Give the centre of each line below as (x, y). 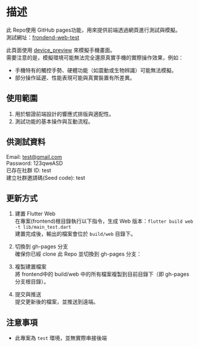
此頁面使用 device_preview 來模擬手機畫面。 (61, 50)
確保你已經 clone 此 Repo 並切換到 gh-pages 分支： (78, 254)
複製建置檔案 (30, 267)
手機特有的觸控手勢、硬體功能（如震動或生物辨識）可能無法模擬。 (96, 70)
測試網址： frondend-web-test (43, 37)
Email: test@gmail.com (34, 156)
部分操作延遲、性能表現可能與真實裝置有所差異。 (75, 78)
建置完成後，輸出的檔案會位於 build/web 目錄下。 (75, 234)
